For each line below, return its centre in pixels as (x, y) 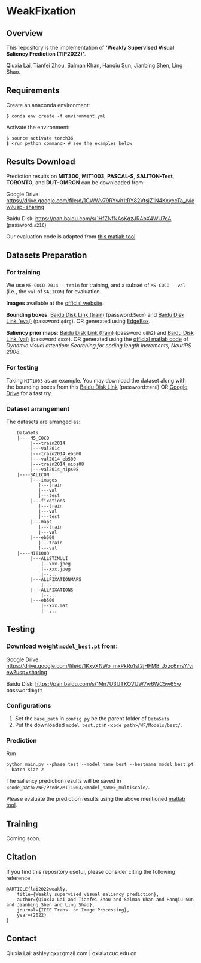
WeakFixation (41, 11)
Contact (22, 939)
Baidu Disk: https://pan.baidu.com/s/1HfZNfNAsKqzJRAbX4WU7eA (89, 218)
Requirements (33, 91)
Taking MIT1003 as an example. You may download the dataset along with (96, 380)
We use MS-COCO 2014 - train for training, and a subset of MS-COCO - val (96, 285)
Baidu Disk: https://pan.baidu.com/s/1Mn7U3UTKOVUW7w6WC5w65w (94, 683)
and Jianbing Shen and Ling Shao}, (51, 905)
